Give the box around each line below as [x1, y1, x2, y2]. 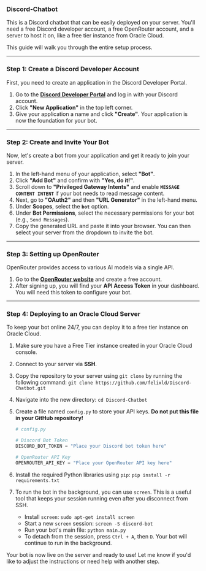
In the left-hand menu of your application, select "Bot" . [15, 170, 155, 177]
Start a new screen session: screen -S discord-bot [24, 519, 153, 527]
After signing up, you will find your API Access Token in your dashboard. [15, 282, 200, 289]
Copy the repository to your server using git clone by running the [15, 372, 183, 380]
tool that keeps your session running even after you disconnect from [15, 494, 188, 502]
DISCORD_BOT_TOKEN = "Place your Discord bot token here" [15, 443, 167, 450]
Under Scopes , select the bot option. [15, 202, 109, 210]
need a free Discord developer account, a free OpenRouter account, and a [6, 25, 194, 33]
